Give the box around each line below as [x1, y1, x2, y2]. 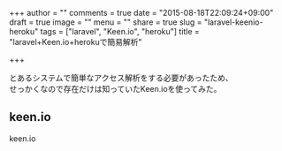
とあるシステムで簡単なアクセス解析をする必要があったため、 [9, 72, 233, 83]
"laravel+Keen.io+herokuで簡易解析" [9, 37, 142, 47]
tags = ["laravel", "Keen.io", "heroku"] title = [40, 26, 201, 36]
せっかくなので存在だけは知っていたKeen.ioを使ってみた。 [9, 84, 222, 94]
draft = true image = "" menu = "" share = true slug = [9, 17, 202, 27]
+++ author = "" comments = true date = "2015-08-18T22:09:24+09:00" [9, 8, 274, 18]
